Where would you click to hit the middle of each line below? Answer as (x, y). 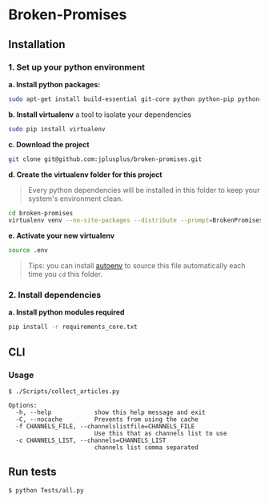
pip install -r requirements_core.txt (73, 327)
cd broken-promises (41, 213)
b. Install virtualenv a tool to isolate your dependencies (100, 114)
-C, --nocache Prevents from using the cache (107, 419)
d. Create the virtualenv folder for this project (85, 175)
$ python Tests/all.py (46, 490)
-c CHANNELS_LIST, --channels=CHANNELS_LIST (91, 440)
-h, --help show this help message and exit (110, 412)
